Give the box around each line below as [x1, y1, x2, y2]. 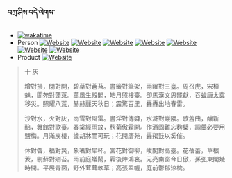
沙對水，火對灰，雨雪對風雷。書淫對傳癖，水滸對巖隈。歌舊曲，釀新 [24, 114, 219, 123]
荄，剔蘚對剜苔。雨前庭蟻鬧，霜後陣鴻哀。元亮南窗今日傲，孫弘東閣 [24, 155, 219, 163]
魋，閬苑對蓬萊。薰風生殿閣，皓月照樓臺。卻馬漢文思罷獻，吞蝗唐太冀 [24, 91, 226, 99]
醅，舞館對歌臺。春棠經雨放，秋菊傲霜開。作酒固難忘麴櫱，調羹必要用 [24, 123, 226, 132]
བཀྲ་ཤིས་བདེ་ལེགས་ [7, 8, 56, 17]
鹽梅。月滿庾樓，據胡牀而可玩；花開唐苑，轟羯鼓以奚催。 [24, 132, 189, 140]
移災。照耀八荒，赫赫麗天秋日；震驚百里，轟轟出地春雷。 [24, 100, 189, 108]
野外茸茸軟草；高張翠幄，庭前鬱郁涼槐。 [72, 163, 189, 172]
